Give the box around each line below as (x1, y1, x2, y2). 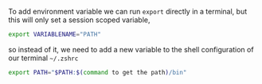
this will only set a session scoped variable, (8, 15, 151, 25)
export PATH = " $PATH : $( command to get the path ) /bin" (8, 68, 187, 76)
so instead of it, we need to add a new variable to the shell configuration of (8, 44, 254, 54)
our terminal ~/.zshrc (8, 53, 79, 63)
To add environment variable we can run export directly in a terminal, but (8, 7, 248, 16)
